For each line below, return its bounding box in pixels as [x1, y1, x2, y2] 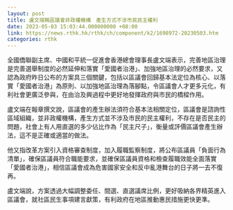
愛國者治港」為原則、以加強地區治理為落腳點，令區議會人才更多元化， [19, 82, 220, 90]
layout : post [7, 10, 45, 17]
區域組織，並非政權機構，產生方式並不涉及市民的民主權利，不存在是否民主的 [7, 114, 226, 122]
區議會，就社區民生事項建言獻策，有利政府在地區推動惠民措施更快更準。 [7, 195, 214, 204]
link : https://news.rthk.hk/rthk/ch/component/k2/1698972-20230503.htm [7, 29, 218, 37]
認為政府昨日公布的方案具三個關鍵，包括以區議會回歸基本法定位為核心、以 [7, 73, 220, 82]
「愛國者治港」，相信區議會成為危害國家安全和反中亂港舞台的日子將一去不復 [7, 164, 223, 172]
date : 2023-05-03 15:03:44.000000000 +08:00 [7, 23, 138, 30]
